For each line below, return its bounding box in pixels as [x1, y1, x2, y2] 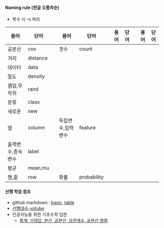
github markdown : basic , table [12, 200, 75, 206]
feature [79, 124, 96, 131]
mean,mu [27, 165, 50, 171]
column [27, 124, 45, 131]
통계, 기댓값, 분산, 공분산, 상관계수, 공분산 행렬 [19, 218, 108, 224]
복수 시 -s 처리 [12, 16, 40, 22]
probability [79, 174, 104, 181]
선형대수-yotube [12, 206, 44, 211]
